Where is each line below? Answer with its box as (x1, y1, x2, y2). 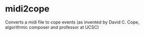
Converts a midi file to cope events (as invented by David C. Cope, (5, 19, 140, 25)
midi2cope (5, 3, 50, 14)
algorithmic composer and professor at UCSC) (5, 24, 99, 30)
